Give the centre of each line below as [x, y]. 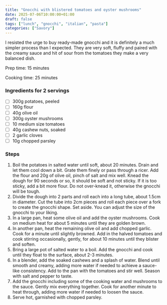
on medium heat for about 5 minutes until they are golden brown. [79, 223]
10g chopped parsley [34, 141]
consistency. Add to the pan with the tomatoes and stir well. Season [90, 271]
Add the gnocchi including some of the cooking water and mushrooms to [87, 282]
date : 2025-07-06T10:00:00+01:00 [40, 14]
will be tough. [26, 191]
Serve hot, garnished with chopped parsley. [57, 298]
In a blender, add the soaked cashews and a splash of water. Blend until [86, 260]
